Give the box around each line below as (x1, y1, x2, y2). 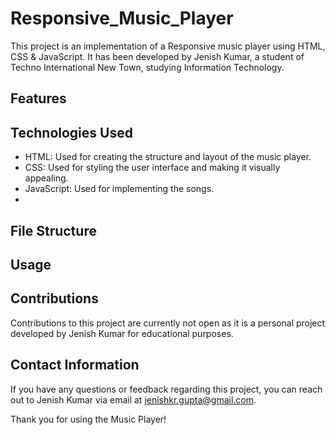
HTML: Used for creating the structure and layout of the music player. (24, 151, 312, 163)
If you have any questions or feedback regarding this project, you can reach (10, 383, 323, 395)
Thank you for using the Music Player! (10, 413, 167, 425)
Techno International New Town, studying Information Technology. (10, 61, 285, 73)
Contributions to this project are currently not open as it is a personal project (10, 317, 326, 329)
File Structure (10, 222, 97, 239)
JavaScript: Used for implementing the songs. (24, 183, 215, 195)
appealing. (24, 172, 69, 184)
